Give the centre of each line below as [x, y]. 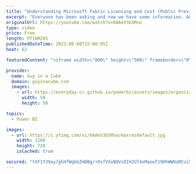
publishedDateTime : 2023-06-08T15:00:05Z [57, 44]
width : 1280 [31, 141]
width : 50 [33, 98]
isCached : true [35, 152]
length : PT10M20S [27, 39]
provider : [18, 71]
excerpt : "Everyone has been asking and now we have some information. [95, 17]
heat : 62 [17, 50]
